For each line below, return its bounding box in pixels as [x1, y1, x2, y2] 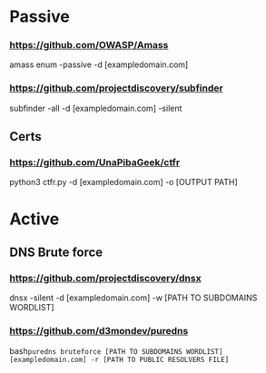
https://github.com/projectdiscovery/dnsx [9, 271, 202, 284]
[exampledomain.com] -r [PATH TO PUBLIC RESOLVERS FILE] [9, 355, 230, 364]
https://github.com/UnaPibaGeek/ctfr [9, 156, 181, 169]
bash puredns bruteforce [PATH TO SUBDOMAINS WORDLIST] [9, 345, 223, 356]
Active [9, 209, 60, 229]
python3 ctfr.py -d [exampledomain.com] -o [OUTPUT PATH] [9, 177, 238, 188]
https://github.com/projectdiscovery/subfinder [9, 82, 224, 94]
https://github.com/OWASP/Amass [9, 39, 169, 52]
